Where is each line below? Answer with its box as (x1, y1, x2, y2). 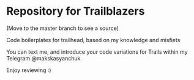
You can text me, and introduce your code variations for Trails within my (6, 48, 188, 56)
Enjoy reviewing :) (6, 66, 51, 74)
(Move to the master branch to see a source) (6, 24, 119, 32)
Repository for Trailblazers (6, 4, 145, 18)
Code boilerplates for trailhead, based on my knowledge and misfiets (6, 36, 181, 43)
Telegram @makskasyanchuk (6, 54, 81, 62)
